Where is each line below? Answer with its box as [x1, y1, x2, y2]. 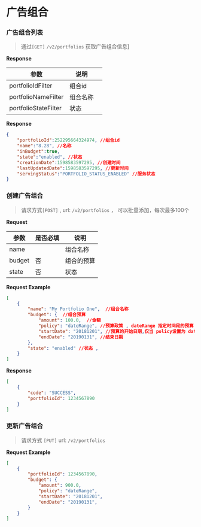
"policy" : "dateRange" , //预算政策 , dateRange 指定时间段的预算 [38, 323, 194, 329]
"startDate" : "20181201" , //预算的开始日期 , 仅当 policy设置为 [38, 328, 186, 334]
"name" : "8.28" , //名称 [17, 143, 72, 149]
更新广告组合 [6, 422, 44, 430]
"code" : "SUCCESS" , [28, 390, 77, 396]
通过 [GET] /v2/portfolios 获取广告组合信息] [20, 43, 130, 50]
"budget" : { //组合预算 [28, 312, 86, 318]
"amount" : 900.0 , [38, 483, 82, 489]
